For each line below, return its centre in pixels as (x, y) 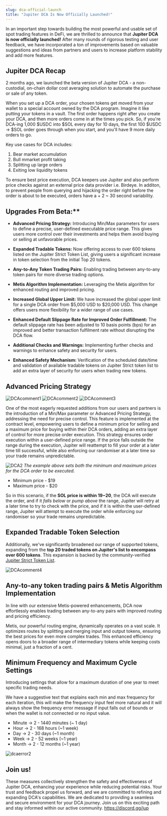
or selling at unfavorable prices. (45, 240)
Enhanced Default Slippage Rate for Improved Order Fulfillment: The (84, 319)
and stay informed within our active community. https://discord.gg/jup (77, 808)
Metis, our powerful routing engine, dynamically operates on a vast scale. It (83, 626)
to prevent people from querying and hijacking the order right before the (80, 191)
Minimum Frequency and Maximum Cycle (71, 663)
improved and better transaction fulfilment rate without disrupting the (83, 330)
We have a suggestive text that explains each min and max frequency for (80, 697)
